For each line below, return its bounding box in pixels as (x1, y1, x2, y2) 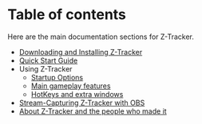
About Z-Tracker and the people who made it (18, 106, 167, 116)
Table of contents (7, 6, 127, 24)
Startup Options (30, 72, 84, 82)
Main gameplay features (30, 81, 111, 91)
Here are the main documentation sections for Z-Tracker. (7, 32, 195, 41)
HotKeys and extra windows (30, 89, 124, 99)
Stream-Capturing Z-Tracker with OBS (18, 98, 145, 107)
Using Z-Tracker (18, 64, 73, 73)
